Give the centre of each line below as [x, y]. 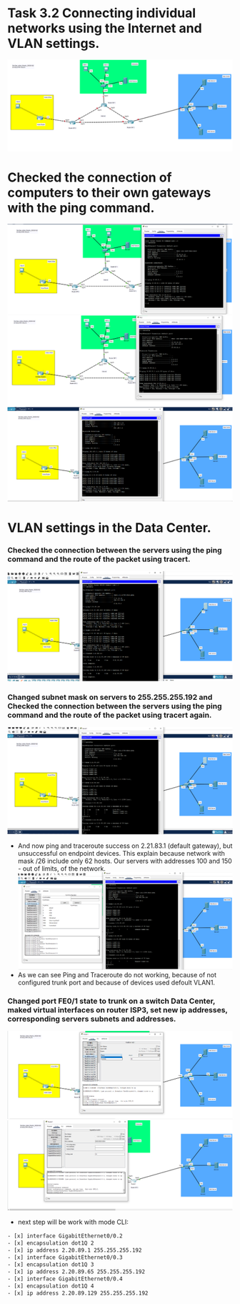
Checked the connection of [90, 177]
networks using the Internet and [105, 28]
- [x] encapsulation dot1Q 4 [51, 1286]
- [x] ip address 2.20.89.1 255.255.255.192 [75, 1250]
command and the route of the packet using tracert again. [110, 715]
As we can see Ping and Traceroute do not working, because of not [117, 975]
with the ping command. [81, 208]
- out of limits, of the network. [61, 869]
